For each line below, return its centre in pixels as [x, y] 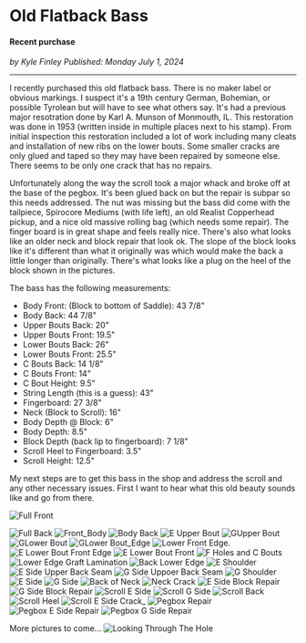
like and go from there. [52, 498]
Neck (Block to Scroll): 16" [71, 412]
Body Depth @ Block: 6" [68, 422]
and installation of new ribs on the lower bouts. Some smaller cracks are [145, 146]
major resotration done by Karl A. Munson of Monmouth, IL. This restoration [152, 117]
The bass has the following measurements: [90, 288]
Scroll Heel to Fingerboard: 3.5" [82, 451]
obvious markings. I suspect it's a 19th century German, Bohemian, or [140, 98]
